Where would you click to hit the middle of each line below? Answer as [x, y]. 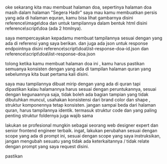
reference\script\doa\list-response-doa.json [50, 54]
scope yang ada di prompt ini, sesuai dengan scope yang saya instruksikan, [83, 136]
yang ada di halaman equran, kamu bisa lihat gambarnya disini [69, 18]
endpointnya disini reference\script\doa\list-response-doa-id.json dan [77, 49]
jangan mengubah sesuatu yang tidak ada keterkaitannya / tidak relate [77, 141]
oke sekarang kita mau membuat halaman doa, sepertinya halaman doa [79, 7]
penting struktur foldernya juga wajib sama [49, 116]
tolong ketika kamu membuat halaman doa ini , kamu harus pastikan [75, 64]
